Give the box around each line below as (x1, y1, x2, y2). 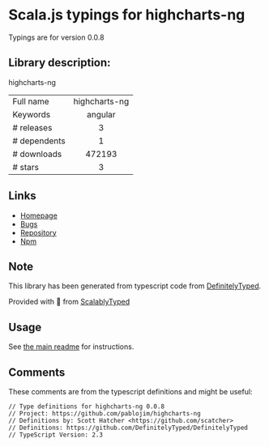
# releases (12, 121, 53, 133)
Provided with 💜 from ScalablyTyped (8, 297, 130, 307)
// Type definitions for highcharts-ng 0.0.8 (8, 402, 164, 411)
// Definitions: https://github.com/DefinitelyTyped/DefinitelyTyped (8, 424, 249, 432)
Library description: (8, 56, 111, 70)
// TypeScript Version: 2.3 (8, 431, 104, 439)
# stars (12, 161, 39, 172)
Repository (19, 228, 57, 237)
